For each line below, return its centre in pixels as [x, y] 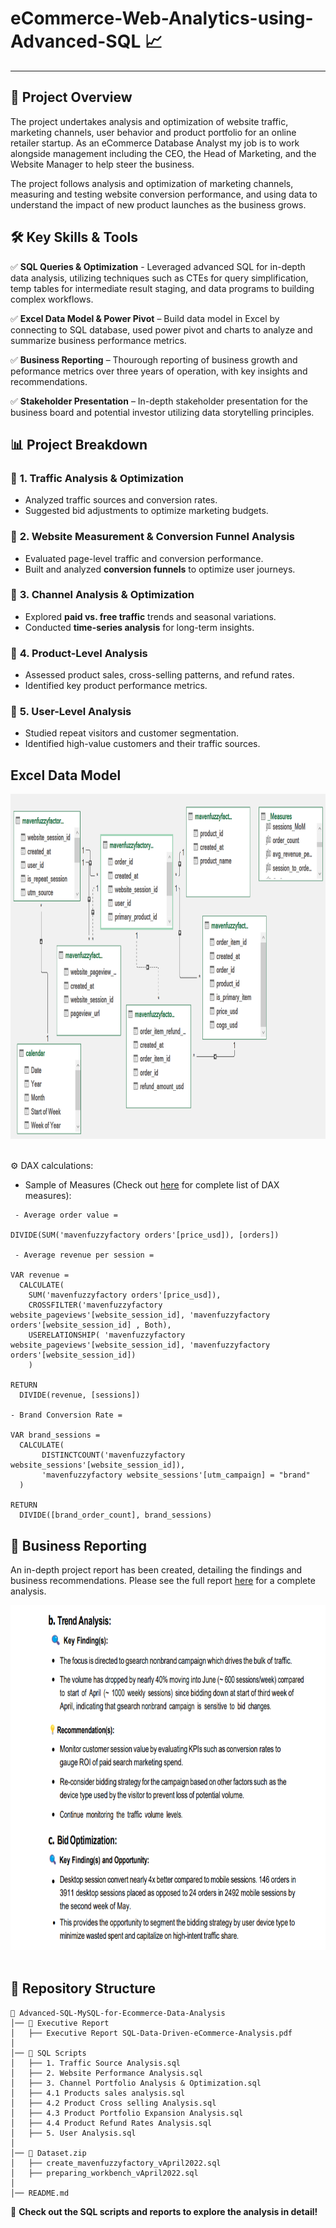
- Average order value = [66, 1215]
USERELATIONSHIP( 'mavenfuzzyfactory [107, 1335]
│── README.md [40, 2193]
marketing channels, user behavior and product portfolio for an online [153, 132]
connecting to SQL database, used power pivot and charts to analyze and [161, 329]
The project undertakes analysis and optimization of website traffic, [149, 121]
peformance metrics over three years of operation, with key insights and [159, 371]
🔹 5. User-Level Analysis [71, 712]
